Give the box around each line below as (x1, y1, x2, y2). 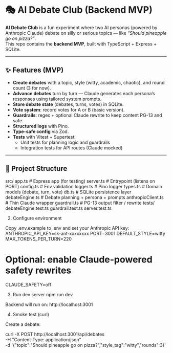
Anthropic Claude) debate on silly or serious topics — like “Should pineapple (5, 30, 167, 36)
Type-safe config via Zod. (12, 128, 69, 135)
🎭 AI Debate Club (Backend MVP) (5, 4, 153, 16)
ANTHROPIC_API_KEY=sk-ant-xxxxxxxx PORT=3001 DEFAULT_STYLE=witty (5, 230, 165, 236)
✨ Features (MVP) (5, 66, 64, 75)
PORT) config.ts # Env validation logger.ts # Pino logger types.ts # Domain (5, 183, 163, 189)
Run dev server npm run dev (12, 291, 73, 297)
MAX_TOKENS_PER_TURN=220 (5, 236, 72, 242)
